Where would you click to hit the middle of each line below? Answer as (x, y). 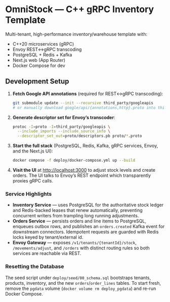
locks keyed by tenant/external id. (48, 237)
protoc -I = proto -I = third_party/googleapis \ (61, 127)
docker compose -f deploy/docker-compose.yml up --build (74, 161)
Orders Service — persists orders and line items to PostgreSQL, (79, 221)
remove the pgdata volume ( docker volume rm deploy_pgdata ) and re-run (81, 288)
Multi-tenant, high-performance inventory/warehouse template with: (76, 34)
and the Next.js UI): (33, 151)
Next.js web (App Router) (39, 60)
